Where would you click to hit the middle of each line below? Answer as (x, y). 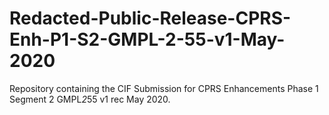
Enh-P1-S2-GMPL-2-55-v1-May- (147, 39)
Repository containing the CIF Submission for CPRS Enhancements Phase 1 (164, 88)
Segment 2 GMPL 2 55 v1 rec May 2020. (90, 99)
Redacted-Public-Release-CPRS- (150, 18)
